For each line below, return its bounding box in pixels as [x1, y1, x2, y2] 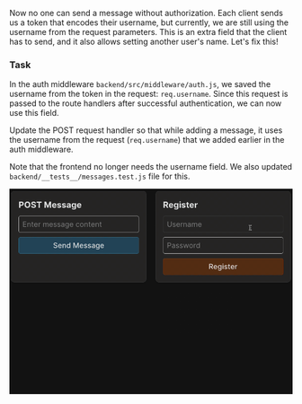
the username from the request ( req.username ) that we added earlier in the [9, 135, 285, 145]
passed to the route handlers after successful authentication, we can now [9, 98, 282, 109]
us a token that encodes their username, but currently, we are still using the [9, 17, 289, 28]
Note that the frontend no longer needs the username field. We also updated [9, 162, 293, 172]
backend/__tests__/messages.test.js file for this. [9, 171, 191, 182]
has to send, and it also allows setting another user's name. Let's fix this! [9, 36, 279, 47]
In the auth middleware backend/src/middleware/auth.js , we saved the [9, 79, 271, 90]
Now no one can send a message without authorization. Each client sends [9, 8, 283, 18]
